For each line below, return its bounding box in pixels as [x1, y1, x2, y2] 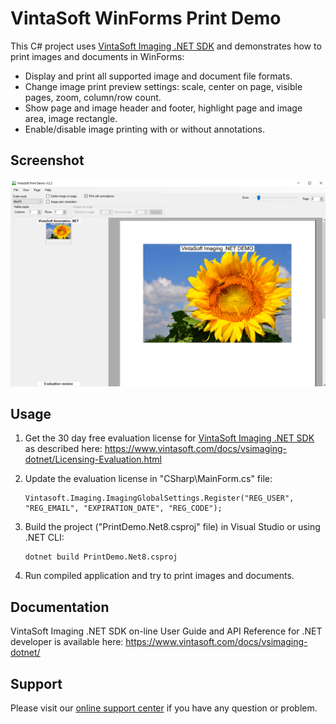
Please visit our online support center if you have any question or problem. [10, 702, 318, 714]
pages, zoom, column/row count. [24, 91, 162, 103]
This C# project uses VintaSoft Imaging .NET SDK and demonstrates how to [10, 40, 322, 52]
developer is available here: [10, 636, 124, 648]
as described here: [24, 443, 103, 455]
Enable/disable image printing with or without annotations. [24, 123, 265, 135]
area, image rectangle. [24, 112, 118, 124]
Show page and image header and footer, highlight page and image [24, 102, 303, 114]
